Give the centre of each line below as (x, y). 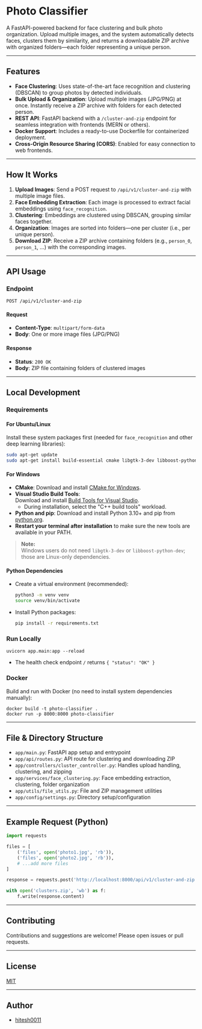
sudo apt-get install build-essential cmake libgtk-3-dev (80, 461)
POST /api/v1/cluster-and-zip (44, 301)
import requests (26, 836)
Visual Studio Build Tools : (47, 494)
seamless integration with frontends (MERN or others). (82, 124)
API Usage (26, 272)
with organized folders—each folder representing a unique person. (89, 47)
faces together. (34, 221)
